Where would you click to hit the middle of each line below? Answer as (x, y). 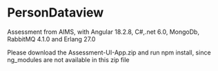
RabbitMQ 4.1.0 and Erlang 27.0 (51, 39)
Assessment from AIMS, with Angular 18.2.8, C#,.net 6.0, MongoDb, (103, 32)
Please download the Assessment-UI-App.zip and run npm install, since (109, 52)
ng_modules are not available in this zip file (68, 59)
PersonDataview (56, 13)
